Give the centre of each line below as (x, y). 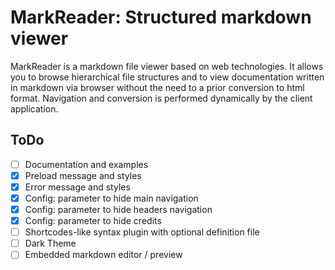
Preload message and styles (83, 175)
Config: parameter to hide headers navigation (118, 209)
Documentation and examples (86, 164)
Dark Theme (50, 243)
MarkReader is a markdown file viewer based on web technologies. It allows (167, 66)
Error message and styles (77, 187)
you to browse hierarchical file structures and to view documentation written (167, 77)
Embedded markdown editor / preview (103, 255)
